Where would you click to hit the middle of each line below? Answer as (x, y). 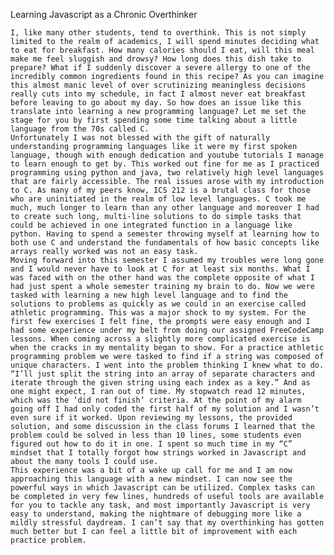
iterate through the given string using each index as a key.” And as (160, 383)
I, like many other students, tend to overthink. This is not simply (158, 33)
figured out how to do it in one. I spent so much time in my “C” (151, 444)
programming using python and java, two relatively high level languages (167, 173)
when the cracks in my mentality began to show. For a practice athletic (167, 348)
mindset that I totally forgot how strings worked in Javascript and (158, 453)
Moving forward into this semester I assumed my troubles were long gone (167, 260)
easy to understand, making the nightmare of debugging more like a (156, 514)
